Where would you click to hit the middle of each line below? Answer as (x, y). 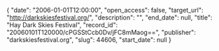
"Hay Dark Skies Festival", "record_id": (62, 25)
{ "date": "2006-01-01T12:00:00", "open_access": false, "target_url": (105, 10)
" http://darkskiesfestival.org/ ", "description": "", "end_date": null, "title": (109, 17)
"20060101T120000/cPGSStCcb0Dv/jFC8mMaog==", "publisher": (101, 32)
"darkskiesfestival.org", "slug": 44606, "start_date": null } (89, 40)
